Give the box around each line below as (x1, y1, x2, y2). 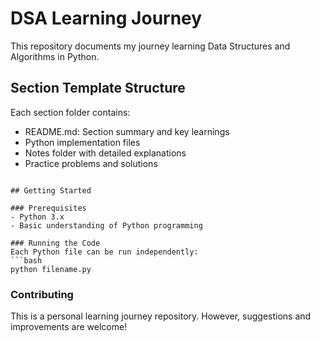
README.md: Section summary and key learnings (24, 125, 230, 137)
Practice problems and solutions (24, 157, 158, 169)
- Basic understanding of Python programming (10, 220, 203, 231)
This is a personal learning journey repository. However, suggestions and (10, 310, 312, 322)
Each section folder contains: (10, 106, 131, 118)
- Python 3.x (10, 212, 65, 222)
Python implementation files (24, 136, 141, 148)
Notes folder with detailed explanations (24, 147, 187, 159)
